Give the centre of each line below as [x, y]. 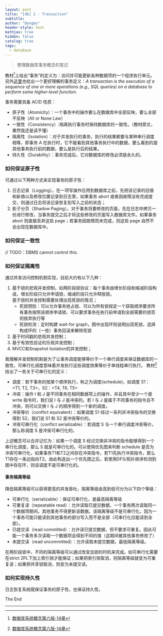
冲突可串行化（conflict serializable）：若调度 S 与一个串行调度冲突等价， [84, 424]
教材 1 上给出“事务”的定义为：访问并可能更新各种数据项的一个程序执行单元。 [80, 75]
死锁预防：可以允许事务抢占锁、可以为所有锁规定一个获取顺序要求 [85, 306]
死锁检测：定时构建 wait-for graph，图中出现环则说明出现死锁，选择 [87, 324]
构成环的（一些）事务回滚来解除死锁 [56, 331]
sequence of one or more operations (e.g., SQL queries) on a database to [79, 87]
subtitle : [15, 18]
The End [13, 599]
